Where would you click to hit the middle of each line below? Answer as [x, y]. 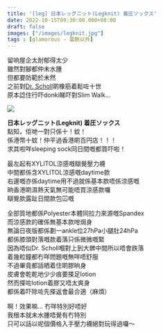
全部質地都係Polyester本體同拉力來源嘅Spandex [76, 214]
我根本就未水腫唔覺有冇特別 [47, 315]
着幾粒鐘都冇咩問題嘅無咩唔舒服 [53, 257]
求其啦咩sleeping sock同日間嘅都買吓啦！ [67, 149]
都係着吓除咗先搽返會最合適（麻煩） [59, 292]
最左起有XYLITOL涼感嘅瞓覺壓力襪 [56, 164]
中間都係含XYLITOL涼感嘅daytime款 [59, 173]
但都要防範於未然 [32, 78]
